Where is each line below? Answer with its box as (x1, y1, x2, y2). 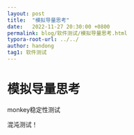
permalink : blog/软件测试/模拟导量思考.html (7, 29, 128, 37)
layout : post (7, 10, 45, 17)
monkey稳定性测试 (7, 105, 61, 113)
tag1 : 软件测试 (7, 49, 47, 56)
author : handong (7, 42, 54, 49)
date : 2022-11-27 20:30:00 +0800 (7, 23, 110, 30)
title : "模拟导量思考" (7, 17, 69, 24)
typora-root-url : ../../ (7, 36, 79, 43)
